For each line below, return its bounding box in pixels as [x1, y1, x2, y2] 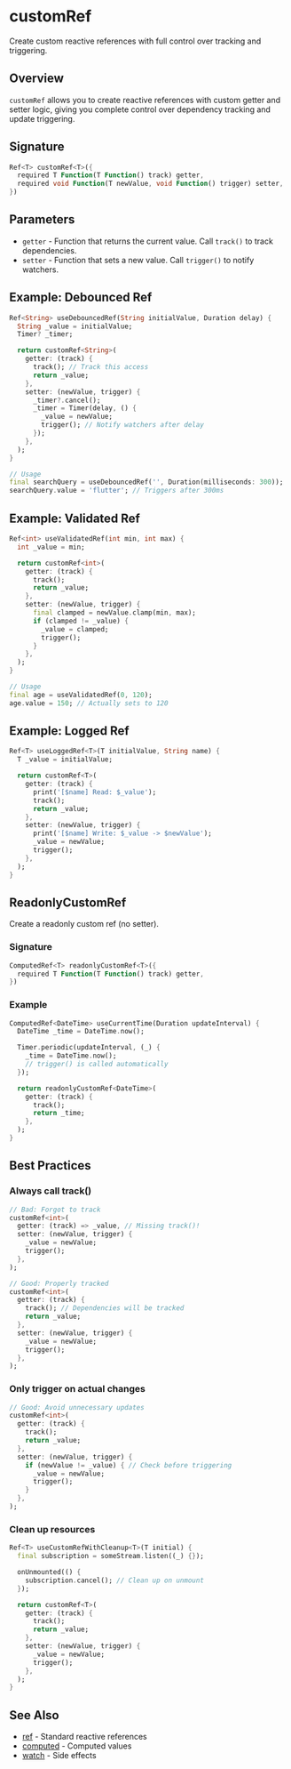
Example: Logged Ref [9, 723, 130, 739]
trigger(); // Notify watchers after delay [41, 421, 204, 430]
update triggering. [9, 113, 75, 124]
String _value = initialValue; [17, 322, 133, 331]
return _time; [32, 1109, 86, 1118]
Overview [9, 71, 65, 86]
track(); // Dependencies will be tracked [25, 1304, 185, 1313]
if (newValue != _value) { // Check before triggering [25, 1460, 232, 1469]
